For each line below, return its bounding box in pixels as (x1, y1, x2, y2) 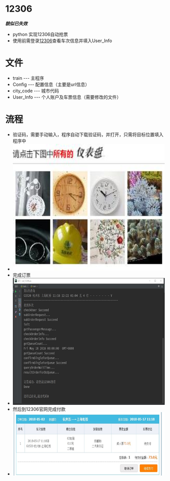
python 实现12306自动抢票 (12, 31, 68, 37)
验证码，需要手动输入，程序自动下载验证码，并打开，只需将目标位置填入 (12, 131, 163, 138)
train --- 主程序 (12, 75, 45, 81)
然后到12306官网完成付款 (12, 406, 66, 412)
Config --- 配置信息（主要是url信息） (12, 81, 90, 87)
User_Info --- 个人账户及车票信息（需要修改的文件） (12, 94, 121, 100)
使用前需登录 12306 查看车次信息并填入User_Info (12, 38, 112, 44)
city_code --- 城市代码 (12, 87, 59, 94)
